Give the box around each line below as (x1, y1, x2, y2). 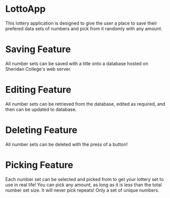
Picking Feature (5, 159, 73, 171)
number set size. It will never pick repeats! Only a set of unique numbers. (5, 187, 160, 193)
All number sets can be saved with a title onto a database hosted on (5, 60, 148, 67)
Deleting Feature (5, 124, 78, 136)
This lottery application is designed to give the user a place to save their (5, 20, 157, 26)
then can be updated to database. (5, 106, 77, 112)
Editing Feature (5, 84, 72, 95)
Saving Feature (5, 44, 71, 55)
